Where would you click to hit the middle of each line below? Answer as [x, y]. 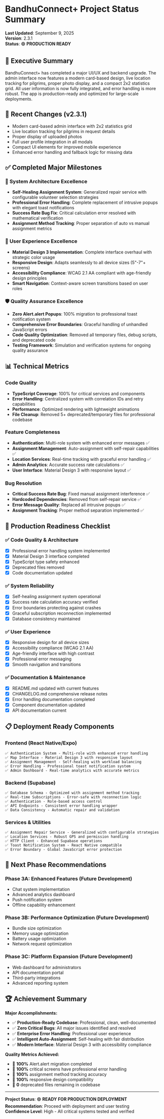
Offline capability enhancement [44, 905]
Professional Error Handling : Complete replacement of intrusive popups [85, 202]
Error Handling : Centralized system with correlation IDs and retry [78, 398]
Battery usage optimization [39, 939]
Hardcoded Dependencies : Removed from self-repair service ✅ [77, 499]
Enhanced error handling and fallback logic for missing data [72, 152]
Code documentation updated [42, 573]
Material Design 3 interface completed [51, 556]
